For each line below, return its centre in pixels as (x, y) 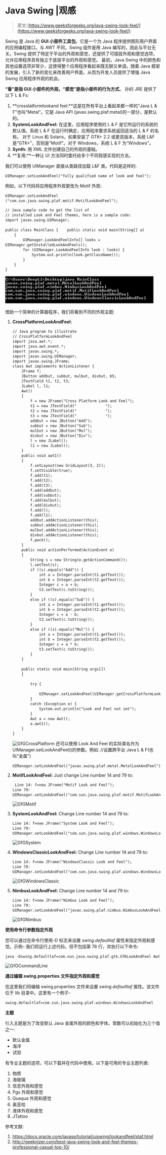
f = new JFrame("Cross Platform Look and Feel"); (82, 401)
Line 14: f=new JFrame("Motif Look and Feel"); (64, 785)
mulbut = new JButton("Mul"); (61, 431)
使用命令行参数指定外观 (29, 930)
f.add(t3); (41, 485)
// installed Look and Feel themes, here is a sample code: (68, 215)
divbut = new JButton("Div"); (61, 435)
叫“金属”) (21, 756)
